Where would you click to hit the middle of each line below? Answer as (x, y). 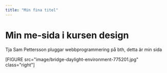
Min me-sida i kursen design (67, 35)
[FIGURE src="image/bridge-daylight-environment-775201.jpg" (72, 59)
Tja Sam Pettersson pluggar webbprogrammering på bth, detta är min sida (84, 50)
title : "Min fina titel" (32, 10)
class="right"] (20, 65)
